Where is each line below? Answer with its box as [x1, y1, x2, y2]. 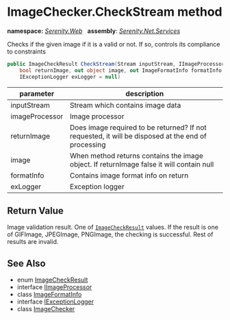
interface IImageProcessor [16, 283, 92, 291]
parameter [19, 88, 55, 98]
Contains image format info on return [69, 171, 189, 180]
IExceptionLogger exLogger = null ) [19, 73, 121, 80]
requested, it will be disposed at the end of [69, 131, 207, 140]
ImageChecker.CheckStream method [7, 4, 222, 20]
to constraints [7, 47, 47, 56]
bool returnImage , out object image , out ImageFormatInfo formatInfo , [19, 66, 225, 74]
